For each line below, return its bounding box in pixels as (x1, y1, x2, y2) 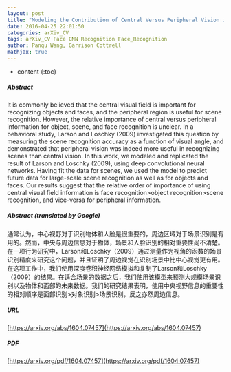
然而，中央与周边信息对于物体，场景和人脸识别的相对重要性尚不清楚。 (25, 238, 224, 247)
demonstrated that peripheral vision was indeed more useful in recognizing (7, 144, 220, 152)
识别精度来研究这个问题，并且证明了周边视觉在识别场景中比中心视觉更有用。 (7, 256, 224, 264)
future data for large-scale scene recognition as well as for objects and (7, 174, 208, 182)
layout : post (7, 10, 45, 17)
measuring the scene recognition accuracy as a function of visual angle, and (7, 137, 224, 145)
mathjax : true (7, 49, 48, 56)
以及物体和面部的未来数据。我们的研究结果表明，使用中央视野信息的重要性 (12, 281, 224, 289)
